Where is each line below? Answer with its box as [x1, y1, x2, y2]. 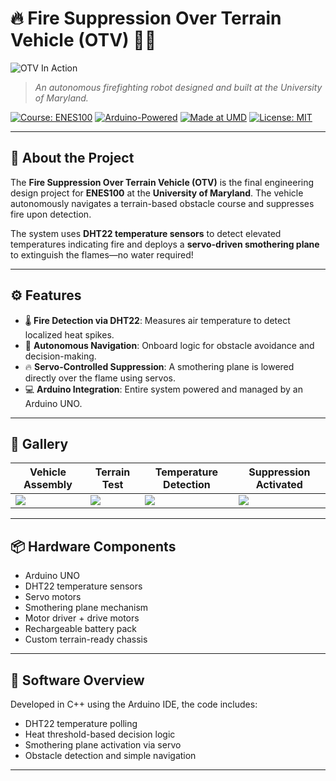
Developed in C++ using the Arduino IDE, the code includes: [10, 698, 258, 710]
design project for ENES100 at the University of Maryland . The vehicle [10, 187, 304, 199]
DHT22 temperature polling [24, 718, 138, 729]
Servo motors [24, 591, 82, 603]
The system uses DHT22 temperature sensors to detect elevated [10, 227, 282, 239]
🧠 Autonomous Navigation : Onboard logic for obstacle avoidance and [24, 339, 315, 351]
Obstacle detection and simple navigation [24, 750, 197, 761]
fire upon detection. [10, 208, 92, 220]
